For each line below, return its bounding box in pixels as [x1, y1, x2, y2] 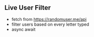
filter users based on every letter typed [11, 21, 90, 27]
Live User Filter [4, 4, 51, 12]
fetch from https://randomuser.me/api [11, 16, 87, 22]
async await [11, 26, 36, 32]
